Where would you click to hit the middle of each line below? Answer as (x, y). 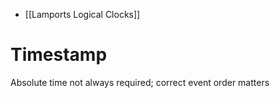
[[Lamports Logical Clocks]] (82, 14)
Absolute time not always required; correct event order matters (140, 82)
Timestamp (59, 55)
